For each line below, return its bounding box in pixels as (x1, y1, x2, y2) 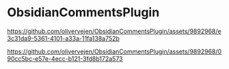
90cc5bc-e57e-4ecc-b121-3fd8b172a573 (7, 54, 123, 62)
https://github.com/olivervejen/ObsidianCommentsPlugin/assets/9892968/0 (7, 47, 222, 55)
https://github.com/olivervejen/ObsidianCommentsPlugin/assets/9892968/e (7, 27, 221, 35)
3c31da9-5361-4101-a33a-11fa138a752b (7, 34, 120, 42)
